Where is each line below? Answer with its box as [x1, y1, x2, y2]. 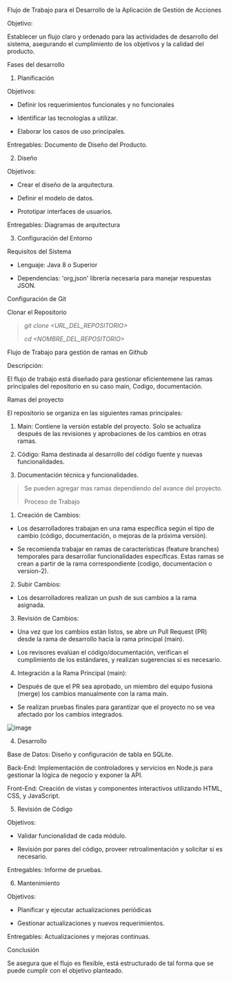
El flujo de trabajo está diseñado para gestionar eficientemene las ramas [7, 375, 213, 383]
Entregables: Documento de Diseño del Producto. [7, 141, 148, 149]
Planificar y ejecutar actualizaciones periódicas [17, 906, 152, 913]
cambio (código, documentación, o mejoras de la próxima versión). [17, 532, 208, 539]
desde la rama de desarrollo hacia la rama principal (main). [17, 635, 185, 643]
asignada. [17, 601, 46, 609]
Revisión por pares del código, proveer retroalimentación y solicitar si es [17, 845, 223, 853]
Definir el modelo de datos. [17, 194, 94, 202]
